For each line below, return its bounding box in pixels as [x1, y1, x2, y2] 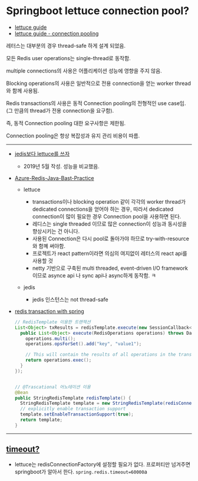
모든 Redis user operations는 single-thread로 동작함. [6, 54, 131, 61]
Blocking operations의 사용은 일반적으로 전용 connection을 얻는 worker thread [6, 80, 192, 87]
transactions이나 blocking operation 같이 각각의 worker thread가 [32, 198, 186, 205]
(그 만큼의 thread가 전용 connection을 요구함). [6, 107, 114, 114]
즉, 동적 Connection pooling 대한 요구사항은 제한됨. [6, 119, 126, 126]
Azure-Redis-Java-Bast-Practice [14, 174, 94, 181]
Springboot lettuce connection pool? [6, 4, 190, 18]
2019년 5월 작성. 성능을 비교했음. [23, 162, 100, 169]
